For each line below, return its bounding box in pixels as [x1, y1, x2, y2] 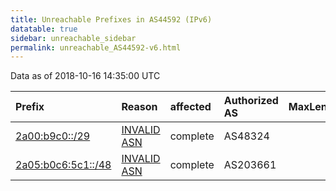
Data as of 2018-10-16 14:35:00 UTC [10, 70, 161, 82]
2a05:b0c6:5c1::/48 [15, 158, 112, 172]
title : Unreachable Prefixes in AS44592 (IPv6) [10, 14, 213, 25]
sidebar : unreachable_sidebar [10, 33, 137, 43]
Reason [121, 100, 158, 114]
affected [169, 100, 212, 114]
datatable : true [10, 24, 78, 34]
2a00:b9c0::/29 [15, 129, 91, 143]
